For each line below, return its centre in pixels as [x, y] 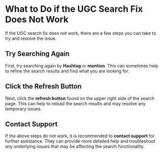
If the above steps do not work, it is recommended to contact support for [80, 136]
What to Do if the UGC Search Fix [74, 9]
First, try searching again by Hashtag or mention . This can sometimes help [82, 65]
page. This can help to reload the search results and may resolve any [75, 103]
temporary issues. [23, 109]
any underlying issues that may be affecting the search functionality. [75, 147]
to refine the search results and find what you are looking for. [67, 71]
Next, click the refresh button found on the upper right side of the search [80, 98]
